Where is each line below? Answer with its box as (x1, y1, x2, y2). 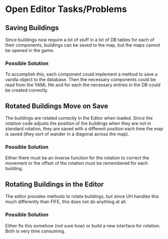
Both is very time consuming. (5, 228, 66, 234)
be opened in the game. (5, 48, 55, 53)
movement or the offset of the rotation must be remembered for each (5, 160, 148, 166)
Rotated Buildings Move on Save (5, 102, 108, 110)
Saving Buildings (5, 24, 59, 32)
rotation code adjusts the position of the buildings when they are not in (5, 120, 151, 126)
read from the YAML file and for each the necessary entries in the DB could (5, 82, 160, 88)
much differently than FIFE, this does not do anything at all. (5, 199, 127, 205)
